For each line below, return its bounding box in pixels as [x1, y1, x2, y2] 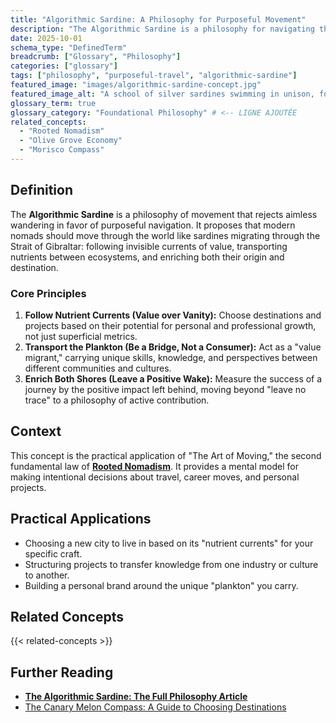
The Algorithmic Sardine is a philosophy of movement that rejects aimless [10, 208, 318, 220]
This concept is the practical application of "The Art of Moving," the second [10, 449, 322, 461]
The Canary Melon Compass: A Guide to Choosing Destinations [24, 701, 287, 713]
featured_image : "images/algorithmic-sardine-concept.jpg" [10, 80, 262, 90]
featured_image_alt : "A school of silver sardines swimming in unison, [10, 89, 315, 99]
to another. [24, 569, 70, 581]
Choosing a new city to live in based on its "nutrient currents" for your [24, 537, 314, 549]
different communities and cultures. [24, 362, 172, 374]
